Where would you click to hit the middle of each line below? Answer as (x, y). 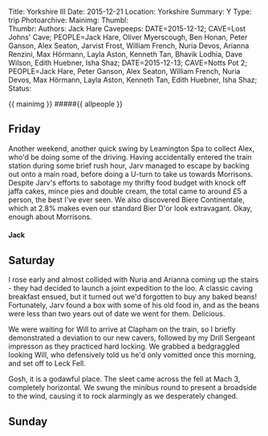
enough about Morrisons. (50, 217)
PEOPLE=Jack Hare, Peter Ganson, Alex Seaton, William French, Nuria (124, 71)
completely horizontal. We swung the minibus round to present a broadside (133, 388)
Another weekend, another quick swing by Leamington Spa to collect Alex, (132, 149)
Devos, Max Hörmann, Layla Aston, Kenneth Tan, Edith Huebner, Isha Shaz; (133, 80)
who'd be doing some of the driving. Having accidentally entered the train (130, 157)
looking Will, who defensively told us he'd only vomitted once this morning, (132, 355)
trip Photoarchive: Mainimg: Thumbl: (69, 20)
